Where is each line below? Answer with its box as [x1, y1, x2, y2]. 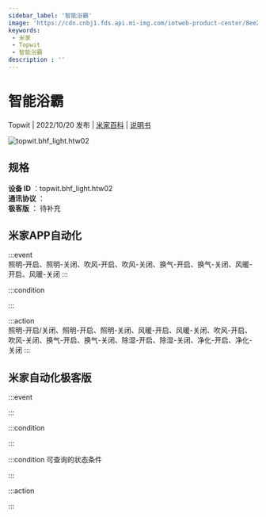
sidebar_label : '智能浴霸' [8, 11, 93, 20]
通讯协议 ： [8, 193, 45, 203]
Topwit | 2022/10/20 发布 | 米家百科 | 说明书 [8, 120, 152, 129]
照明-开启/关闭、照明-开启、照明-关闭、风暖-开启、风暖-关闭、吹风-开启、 [8, 326, 252, 335]
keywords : [8, 26, 41, 34]
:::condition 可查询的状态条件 [8, 455, 103, 465]
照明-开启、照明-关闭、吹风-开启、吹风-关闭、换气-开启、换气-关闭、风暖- [8, 259, 253, 270]
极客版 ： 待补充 [8, 203, 61, 213]
